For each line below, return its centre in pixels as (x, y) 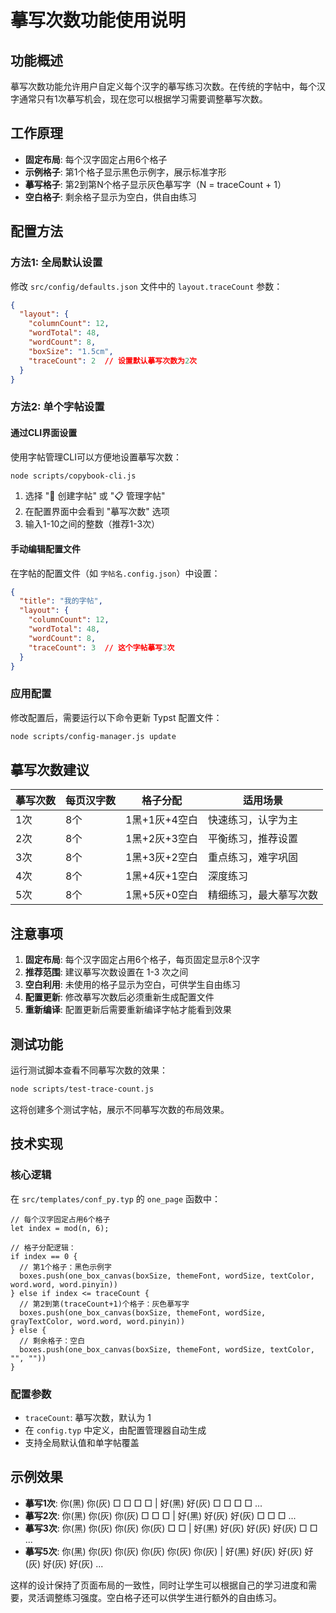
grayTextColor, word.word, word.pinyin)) (98, 1321)
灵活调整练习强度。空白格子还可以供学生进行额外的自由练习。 (154, 1597)
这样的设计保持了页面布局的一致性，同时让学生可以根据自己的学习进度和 (159, 1585)
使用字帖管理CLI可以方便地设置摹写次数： (96, 457)
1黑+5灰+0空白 (161, 895)
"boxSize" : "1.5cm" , (71, 351)
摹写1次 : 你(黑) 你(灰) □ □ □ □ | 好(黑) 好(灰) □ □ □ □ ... (143, 1503)
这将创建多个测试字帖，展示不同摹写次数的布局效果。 (120, 1109)
